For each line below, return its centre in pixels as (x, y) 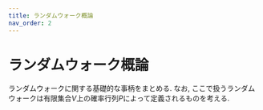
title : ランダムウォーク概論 (51, 16)
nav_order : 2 (30, 23)
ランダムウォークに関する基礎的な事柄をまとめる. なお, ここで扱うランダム (131, 88)
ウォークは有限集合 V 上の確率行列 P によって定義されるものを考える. (119, 98)
